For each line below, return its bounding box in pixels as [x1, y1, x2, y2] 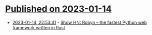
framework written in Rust [12, 24, 65, 30]
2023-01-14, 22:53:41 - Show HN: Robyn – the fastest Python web [12, 19, 147, 25]
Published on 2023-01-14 [5, 3, 112, 15]
